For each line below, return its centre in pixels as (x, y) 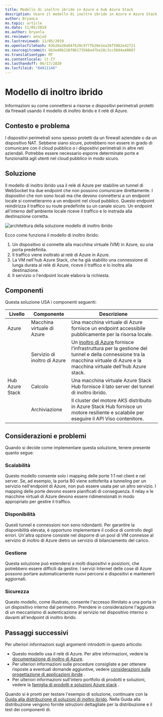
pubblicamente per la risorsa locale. (112, 334)
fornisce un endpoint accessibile (108, 328)
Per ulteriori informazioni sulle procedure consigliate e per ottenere (79, 664)
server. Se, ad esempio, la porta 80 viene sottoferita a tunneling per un (76, 481)
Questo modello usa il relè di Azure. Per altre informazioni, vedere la (80, 654)
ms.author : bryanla (25, 32)
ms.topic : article (24, 23)
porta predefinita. (29, 249)
